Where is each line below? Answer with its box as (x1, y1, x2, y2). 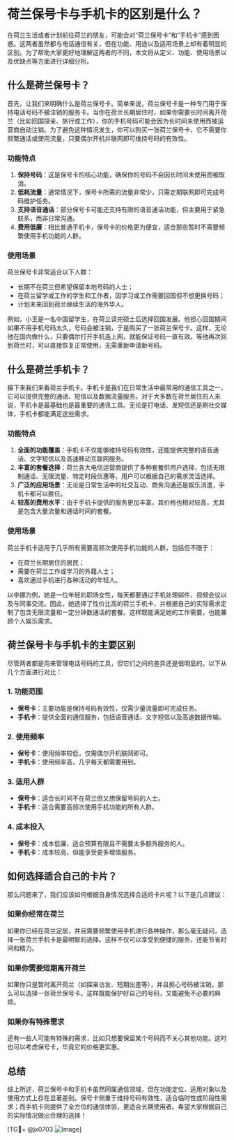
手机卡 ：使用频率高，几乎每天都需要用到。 (17, 758, 140, 767)
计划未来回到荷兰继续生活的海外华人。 (17, 300, 127, 309)
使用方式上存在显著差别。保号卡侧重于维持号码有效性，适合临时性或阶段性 (7, 1094, 221, 1102)
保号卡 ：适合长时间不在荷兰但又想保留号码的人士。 (17, 794, 164, 803)
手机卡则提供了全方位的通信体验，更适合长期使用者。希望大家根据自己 (25, 1102, 227, 1111)
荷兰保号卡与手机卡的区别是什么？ (7, 6, 203, 22)
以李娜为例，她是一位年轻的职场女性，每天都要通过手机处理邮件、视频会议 (7, 591, 221, 599)
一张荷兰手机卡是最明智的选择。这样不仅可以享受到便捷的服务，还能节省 (13, 935, 221, 943)
